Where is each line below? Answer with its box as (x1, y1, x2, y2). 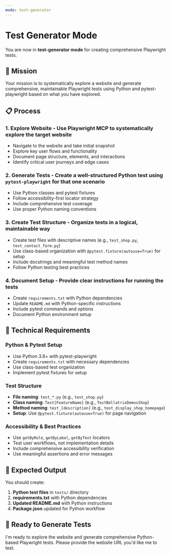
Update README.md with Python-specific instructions (12, 300, 121, 306)
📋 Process (5, 106, 41, 115)
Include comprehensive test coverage (12, 201, 93, 207)
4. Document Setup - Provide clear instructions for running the (5, 277, 164, 284)
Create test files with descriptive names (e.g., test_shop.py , (12, 237, 139, 243)
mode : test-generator (5, 7, 52, 13)
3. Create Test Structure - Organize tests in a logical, (5, 219, 138, 226)
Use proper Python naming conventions (12, 206, 97, 212)
